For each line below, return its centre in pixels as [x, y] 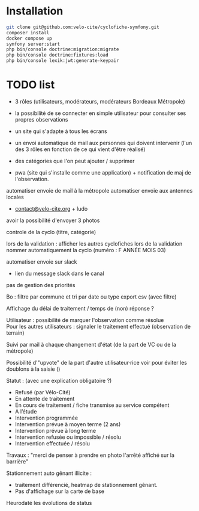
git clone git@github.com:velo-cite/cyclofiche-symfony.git [83, 27]
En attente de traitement [45, 399]
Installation [35, 11]
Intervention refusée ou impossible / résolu [68, 437]
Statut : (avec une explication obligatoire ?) [59, 381]
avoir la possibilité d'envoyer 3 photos [53, 220]
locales [15, 197]
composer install [28, 33]
